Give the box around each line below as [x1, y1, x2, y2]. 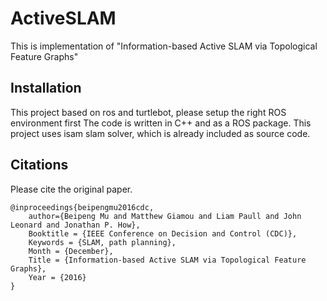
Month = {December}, [28, 246, 114, 256]
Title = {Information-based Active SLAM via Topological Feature [28, 255, 307, 265]
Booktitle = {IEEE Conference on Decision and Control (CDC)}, [28, 228, 298, 239]
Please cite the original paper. [10, 183, 133, 195]
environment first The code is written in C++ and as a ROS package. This [10, 117, 312, 129]
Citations [10, 157, 69, 174]
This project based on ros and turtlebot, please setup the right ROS [10, 106, 287, 118]
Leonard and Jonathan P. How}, [10, 220, 141, 230]
